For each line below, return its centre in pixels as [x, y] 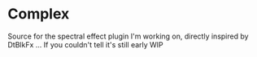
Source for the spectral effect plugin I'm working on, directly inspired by [128, 36]
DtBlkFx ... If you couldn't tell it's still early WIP [85, 44]
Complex [39, 14]
